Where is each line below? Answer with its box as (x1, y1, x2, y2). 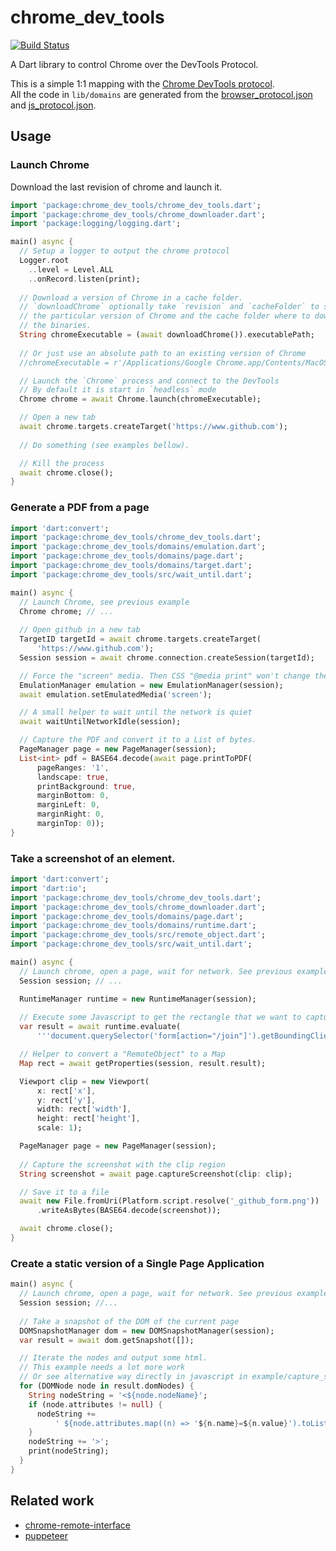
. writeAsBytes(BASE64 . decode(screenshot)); (36, 1206, 222, 1216)
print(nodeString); (28, 1446, 110, 1456)
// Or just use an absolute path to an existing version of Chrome (19, 348, 307, 358)
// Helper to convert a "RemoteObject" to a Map (19, 1049, 226, 1060)
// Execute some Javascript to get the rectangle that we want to (19, 1012, 302, 1023)
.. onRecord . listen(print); (28, 274, 141, 284)
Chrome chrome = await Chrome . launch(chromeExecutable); (19, 394, 262, 405)
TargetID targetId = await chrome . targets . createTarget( (19, 634, 262, 645)
